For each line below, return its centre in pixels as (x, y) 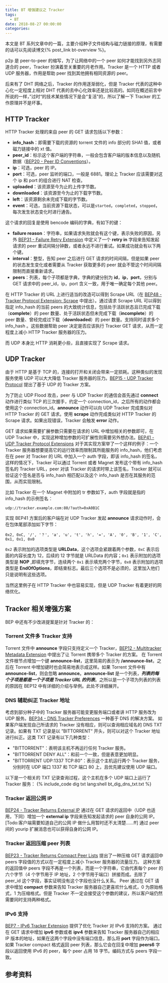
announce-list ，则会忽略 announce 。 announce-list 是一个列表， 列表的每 (82, 673)
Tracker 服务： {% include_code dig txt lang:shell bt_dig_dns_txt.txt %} (78, 784)
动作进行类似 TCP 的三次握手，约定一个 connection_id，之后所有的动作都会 (83, 401)
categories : (18, 29)
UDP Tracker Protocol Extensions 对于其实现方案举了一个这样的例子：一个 (82, 444)
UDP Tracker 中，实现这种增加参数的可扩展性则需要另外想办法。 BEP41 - (80, 437)
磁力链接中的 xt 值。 (33, 149)
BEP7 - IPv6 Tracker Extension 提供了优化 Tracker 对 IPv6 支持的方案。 (78, 926)
